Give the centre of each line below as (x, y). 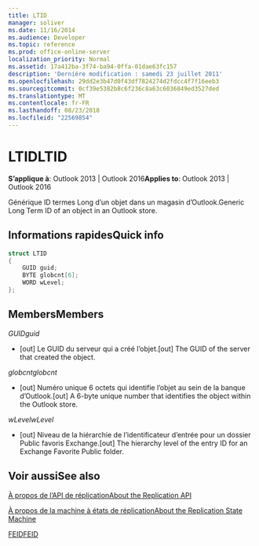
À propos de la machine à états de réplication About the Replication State (126, 510)
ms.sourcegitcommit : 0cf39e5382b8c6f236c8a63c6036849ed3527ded (114, 89)
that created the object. (57, 357)
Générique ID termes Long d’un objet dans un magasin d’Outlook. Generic (126, 202)
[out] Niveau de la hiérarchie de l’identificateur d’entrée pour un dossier (135, 434)
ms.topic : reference (42, 45)
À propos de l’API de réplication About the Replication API (100, 495)
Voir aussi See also (54, 476)
